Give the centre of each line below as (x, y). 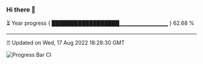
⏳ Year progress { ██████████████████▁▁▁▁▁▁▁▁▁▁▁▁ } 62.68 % (100, 23)
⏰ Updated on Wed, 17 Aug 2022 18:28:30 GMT (66, 43)
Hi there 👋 (21, 10)
